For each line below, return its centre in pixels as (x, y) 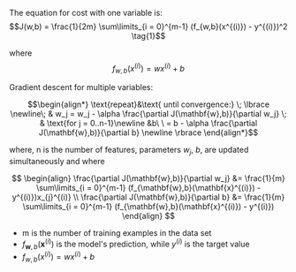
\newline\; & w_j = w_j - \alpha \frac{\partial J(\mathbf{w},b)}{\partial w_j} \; (148, 114)
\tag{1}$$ (148, 36)
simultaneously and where (57, 162)
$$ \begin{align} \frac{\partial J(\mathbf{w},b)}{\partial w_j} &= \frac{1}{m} (148, 178)
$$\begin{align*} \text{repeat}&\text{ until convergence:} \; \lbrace (148, 104)
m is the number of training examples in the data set (117, 233)
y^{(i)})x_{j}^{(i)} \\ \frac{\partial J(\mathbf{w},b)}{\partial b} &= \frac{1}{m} (148, 197)
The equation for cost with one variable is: (86, 13)
